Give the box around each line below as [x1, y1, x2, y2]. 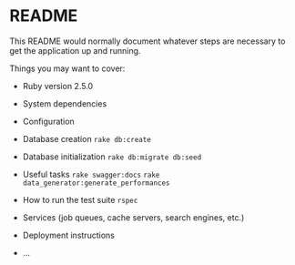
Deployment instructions [22, 229, 116, 240]
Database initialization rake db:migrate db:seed [22, 151, 202, 162]
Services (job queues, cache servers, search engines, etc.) [22, 211, 245, 223]
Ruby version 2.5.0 [22, 80, 94, 91]
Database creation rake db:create [22, 133, 152, 144]
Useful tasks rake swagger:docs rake [22, 168, 160, 179]
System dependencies [22, 97, 107, 109]
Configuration [22, 116, 75, 127]
